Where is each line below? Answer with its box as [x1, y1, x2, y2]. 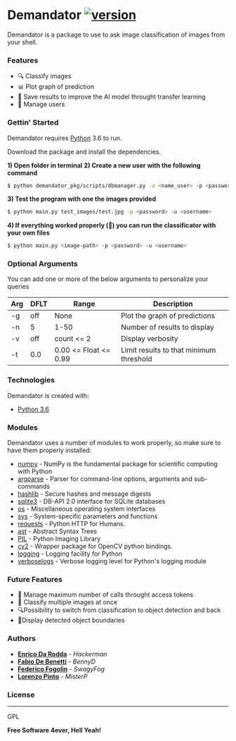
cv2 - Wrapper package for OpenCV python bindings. [17, 542, 173, 551]
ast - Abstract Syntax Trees [17, 527, 98, 535]
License [7, 690, 35, 699]
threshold [120, 354, 152, 364]
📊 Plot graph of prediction [17, 82, 95, 91]
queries [7, 282, 29, 291]
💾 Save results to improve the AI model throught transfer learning [17, 92, 206, 101]
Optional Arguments [7, 259, 79, 269]
